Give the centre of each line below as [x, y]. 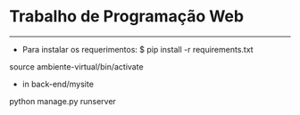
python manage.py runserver [62, 101]
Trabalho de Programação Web [126, 16]
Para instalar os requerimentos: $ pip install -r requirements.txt [137, 49]
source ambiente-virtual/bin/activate [77, 66]
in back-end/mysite [58, 84]
